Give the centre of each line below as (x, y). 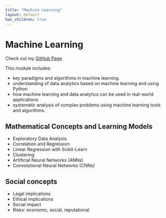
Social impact (27, 204)
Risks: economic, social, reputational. (52, 210)
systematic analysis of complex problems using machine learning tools (87, 105)
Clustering (23, 155)
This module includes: (28, 68)
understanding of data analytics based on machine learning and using (86, 84)
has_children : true (26, 19)
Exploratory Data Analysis (40, 139)
